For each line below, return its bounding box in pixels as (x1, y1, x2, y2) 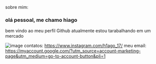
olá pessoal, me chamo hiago (5, 16, 77, 23)
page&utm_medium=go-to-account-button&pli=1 (5, 53, 106, 59)
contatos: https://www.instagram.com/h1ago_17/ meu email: (24, 43, 146, 49)
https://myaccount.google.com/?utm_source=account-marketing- (5, 48, 141, 54)
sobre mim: (5, 4, 28, 10)
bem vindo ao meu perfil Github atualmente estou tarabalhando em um (5, 28, 151, 34)
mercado (5, 33, 24, 39)
